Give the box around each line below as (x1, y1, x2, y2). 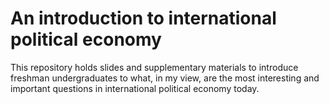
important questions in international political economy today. (10, 82, 260, 94)
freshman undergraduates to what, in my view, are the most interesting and (10, 72, 320, 84)
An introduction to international (10, 7, 277, 30)
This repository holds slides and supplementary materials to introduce (10, 61, 299, 73)
